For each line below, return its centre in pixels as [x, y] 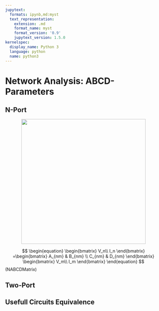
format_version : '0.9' [38, 33]
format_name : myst [33, 28]
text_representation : [32, 19]
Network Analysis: [44, 81]
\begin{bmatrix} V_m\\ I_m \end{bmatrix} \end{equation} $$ [83, 262]
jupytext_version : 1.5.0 [40, 38]
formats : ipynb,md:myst [34, 14]
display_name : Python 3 [34, 47]
